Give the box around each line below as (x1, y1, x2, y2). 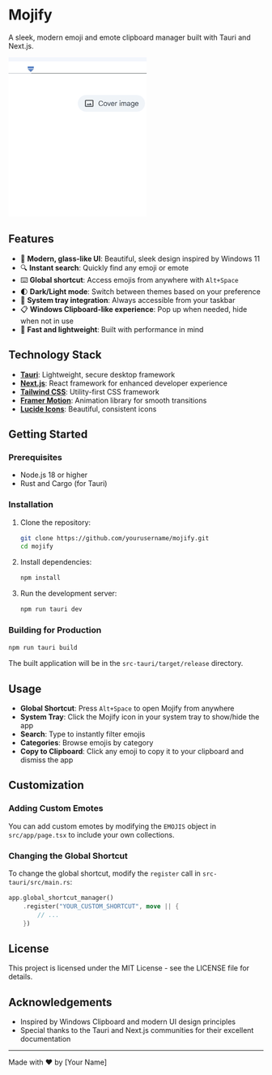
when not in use (19, 316, 74, 326)
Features (8, 232, 54, 246)
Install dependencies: (19, 557, 92, 567)
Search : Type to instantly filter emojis (19, 729, 146, 739)
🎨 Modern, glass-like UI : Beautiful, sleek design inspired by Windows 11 (19, 254, 261, 263)
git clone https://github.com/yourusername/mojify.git (19, 534, 210, 542)
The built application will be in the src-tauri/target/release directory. (8, 659, 244, 668)
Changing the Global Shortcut (8, 850, 128, 861)
